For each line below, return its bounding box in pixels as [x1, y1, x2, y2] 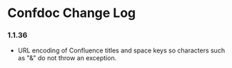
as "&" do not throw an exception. [17, 54, 117, 62]
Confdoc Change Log [7, 5, 136, 21]
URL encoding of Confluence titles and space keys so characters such [17, 46, 226, 55]
